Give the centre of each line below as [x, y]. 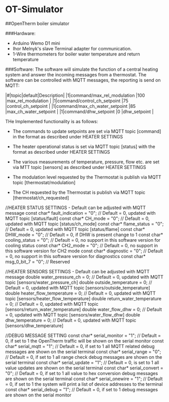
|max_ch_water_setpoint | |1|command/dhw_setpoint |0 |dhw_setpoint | [79, 111]
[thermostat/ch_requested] [41, 197]
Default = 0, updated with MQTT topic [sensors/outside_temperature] [78, 288]
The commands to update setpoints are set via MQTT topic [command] [87, 131]
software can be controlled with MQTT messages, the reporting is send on [83, 80]
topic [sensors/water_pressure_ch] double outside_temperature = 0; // [79, 282]
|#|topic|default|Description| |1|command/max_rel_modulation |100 [75, 95]
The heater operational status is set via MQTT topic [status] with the [84, 147]
